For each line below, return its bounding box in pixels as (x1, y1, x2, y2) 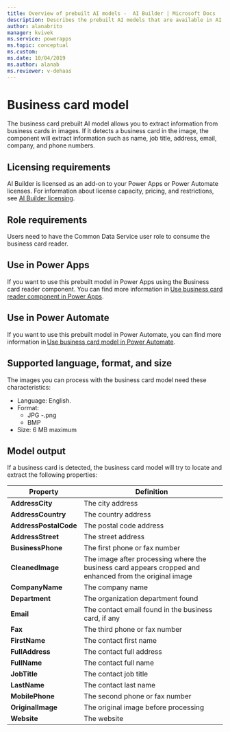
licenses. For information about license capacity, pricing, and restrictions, (7, 187, 214, 196)
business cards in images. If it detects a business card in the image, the (7, 127, 209, 135)
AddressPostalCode (10, 521, 77, 530)
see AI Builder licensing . (7, 194, 75, 202)
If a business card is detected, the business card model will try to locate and (7, 464, 222, 472)
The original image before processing (84, 703, 205, 712)
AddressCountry (10, 510, 66, 519)
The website (84, 714, 124, 724)
